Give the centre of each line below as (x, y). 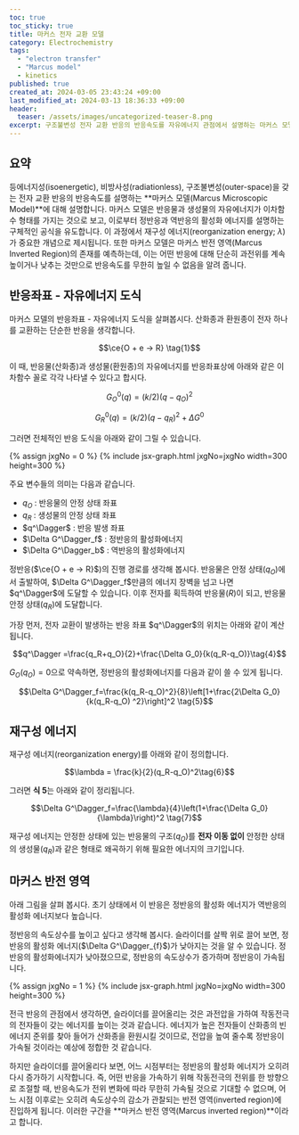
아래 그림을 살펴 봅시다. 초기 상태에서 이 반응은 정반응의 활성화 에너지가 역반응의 (148, 904)
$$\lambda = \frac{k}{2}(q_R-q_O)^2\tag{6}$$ (149, 772)
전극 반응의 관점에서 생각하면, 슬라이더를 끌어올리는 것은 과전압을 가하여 (134, 1014)
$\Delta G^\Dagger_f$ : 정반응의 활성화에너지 (102, 539)
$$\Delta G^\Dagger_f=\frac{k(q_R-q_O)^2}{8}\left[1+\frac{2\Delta (140, 691)
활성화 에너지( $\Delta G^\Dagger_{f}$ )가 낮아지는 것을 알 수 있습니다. (155, 945)
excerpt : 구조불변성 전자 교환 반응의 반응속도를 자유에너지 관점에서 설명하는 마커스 (144, 126)
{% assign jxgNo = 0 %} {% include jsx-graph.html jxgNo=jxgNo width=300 (148, 456)
